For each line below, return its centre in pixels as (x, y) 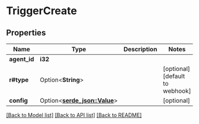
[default (174, 76)
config (19, 100)
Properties (26, 33)
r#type (19, 80)
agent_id (22, 59)
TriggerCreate (41, 11)
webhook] (177, 91)
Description (140, 49)
